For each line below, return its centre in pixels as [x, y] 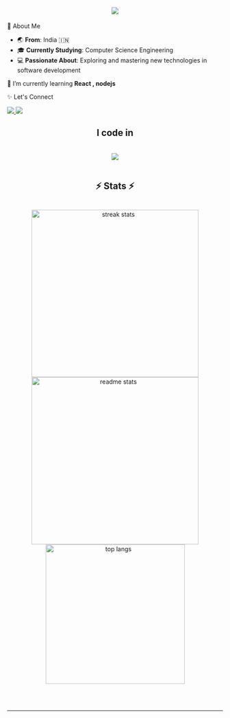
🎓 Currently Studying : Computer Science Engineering [95, 50]
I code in [115, 133]
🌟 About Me [24, 26]
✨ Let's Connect [30, 97]
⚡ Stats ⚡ [115, 186]
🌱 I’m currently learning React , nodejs [62, 83]
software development [49, 70]
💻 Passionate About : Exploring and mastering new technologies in [112, 60]
